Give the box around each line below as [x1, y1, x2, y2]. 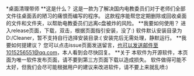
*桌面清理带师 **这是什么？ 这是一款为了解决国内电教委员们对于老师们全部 [6, 5, 186, 12]
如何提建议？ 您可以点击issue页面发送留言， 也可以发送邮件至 [11, 42, 159, 49]
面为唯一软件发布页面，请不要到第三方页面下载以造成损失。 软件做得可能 [6, 56, 182, 63]
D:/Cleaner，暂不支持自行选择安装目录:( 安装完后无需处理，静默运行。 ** [6, 34, 182, 41]
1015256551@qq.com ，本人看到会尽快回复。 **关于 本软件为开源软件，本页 [6, 49, 188, 56]
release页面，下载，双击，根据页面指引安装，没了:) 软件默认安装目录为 [11, 27, 182, 34]
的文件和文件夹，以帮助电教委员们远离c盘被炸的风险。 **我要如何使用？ [6, 20, 179, 26]
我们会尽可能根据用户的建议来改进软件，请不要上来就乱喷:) [26, 64, 168, 70]
